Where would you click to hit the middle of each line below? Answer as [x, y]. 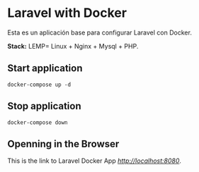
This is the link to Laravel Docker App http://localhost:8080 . [95, 161]
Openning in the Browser [63, 143]
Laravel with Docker [67, 13]
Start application [45, 68]
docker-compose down [38, 122]
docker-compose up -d [39, 85]
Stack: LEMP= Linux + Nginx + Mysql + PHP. [73, 46]
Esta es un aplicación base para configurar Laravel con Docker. [100, 32]
